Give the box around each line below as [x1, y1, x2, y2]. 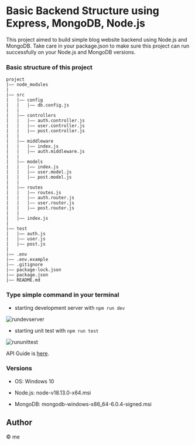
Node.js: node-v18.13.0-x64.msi [14, 389, 91, 396]
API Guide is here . [6, 350, 50, 357]
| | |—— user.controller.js [6, 123, 85, 129]
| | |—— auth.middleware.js [6, 149, 85, 155]
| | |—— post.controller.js [6, 128, 85, 134]
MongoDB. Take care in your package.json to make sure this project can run [6, 42, 190, 49]
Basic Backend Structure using [6, 4, 159, 18]
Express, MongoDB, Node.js [6, 16, 145, 30]
